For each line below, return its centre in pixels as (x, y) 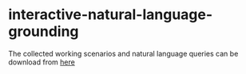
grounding (44, 31)
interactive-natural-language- (111, 15)
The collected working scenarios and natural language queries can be (123, 53)
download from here (42, 62)
